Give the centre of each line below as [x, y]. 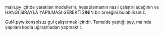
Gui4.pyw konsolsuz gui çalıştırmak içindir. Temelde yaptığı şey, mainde [78, 22]
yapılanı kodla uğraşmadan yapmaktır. [44, 27]
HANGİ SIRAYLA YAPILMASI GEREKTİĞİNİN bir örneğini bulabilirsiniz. [76, 12]
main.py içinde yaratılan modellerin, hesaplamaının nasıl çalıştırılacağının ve [82, 7]
